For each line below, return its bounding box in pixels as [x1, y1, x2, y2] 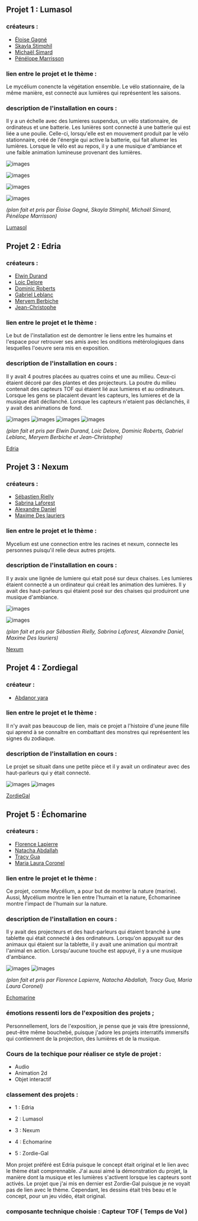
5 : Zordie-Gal [14, 1150, 49, 1157]
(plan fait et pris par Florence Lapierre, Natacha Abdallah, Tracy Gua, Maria [6, 976, 192, 984]
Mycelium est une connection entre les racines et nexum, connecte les [6, 540, 178, 547]
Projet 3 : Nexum [6, 461, 69, 472]
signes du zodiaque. [6, 735, 56, 742]
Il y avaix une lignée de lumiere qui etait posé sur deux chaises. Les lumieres [6, 574, 193, 582]
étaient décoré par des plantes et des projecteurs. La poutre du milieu [6, 379, 176, 386]
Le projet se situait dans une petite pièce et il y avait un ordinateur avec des [6, 763, 190, 770]
